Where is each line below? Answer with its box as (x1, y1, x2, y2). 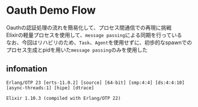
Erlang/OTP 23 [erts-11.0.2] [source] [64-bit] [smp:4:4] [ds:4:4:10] (6, 80, 185, 86)
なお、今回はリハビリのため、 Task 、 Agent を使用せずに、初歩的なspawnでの (6, 39, 192, 46)
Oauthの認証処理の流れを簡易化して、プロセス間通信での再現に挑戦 (6, 24, 172, 31)
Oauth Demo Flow (6, 4, 96, 17)
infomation (6, 64, 48, 74)
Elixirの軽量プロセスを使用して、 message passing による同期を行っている (6, 31, 183, 39)
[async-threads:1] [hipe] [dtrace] (6, 84, 95, 91)
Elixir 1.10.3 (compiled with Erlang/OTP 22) (6, 95, 121, 101)
